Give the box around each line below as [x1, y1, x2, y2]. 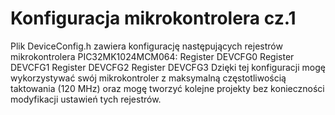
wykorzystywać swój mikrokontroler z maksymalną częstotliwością [10, 72, 287, 84]
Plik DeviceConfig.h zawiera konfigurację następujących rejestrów [10, 40, 283, 52]
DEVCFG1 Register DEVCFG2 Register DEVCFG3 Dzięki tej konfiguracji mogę [10, 61, 326, 73]
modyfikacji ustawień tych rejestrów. [10, 93, 162, 105]
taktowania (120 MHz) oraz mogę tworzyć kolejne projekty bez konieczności [10, 82, 325, 94]
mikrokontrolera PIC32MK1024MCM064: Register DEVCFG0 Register [10, 50, 295, 62]
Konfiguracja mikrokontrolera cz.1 [10, 7, 297, 30]
